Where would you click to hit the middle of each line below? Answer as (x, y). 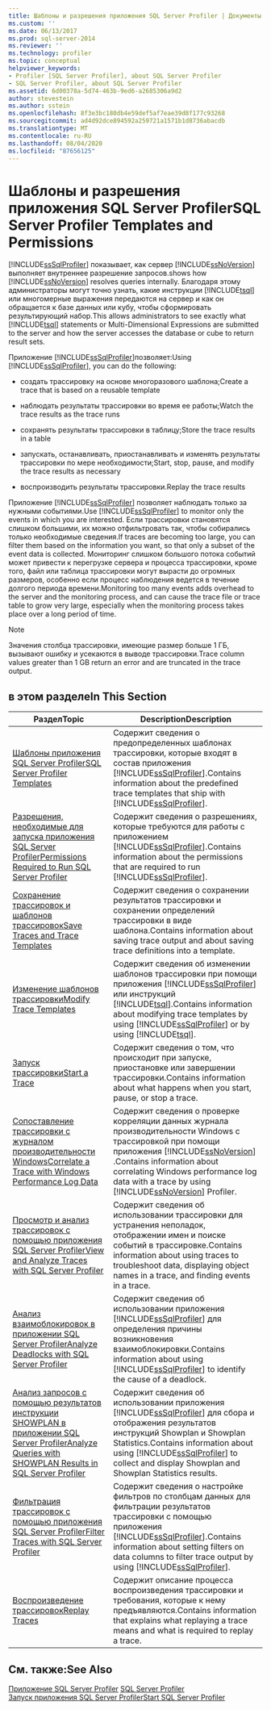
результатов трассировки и (167, 901)
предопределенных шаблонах (172, 743)
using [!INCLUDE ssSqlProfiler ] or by (181, 1024)
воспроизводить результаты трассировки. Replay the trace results (133, 487)
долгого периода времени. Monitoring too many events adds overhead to (131, 588)
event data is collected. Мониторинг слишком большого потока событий (132, 554)
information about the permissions (178, 857)
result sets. (27, 342)
